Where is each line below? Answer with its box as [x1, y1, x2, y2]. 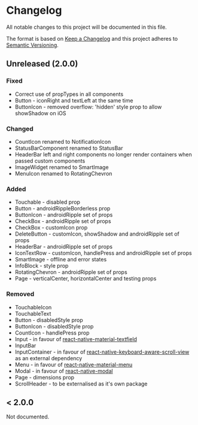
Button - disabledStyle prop [14, 316, 83, 324]
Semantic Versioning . [6, 41, 59, 49]
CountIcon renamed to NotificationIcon [14, 138, 111, 145]
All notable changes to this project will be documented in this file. [6, 23, 167, 31]
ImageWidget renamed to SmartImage [14, 163, 109, 171]
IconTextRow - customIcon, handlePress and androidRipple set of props [14, 249, 193, 257]
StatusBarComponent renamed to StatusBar [14, 144, 123, 152]
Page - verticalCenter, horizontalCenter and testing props [14, 275, 157, 282]
